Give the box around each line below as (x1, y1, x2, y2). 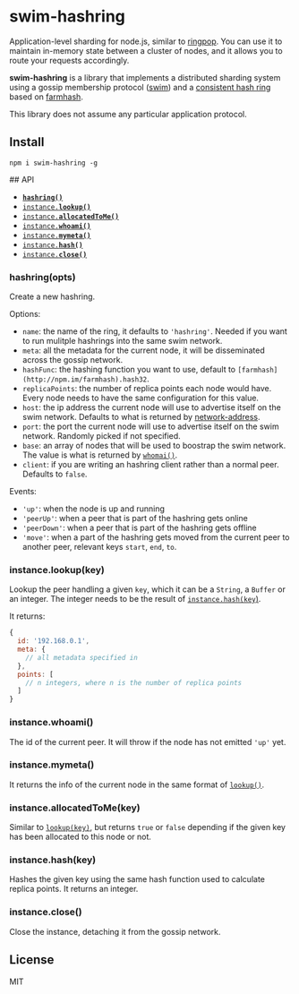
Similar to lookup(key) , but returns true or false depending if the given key (9, 822, 286, 833)
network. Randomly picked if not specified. (21, 431, 181, 441)
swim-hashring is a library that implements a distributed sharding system (9, 72, 281, 82)
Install (9, 134, 45, 150)
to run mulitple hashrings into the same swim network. (21, 336, 223, 347)
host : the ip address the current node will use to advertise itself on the (21, 402, 282, 413)
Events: (9, 486, 38, 497)
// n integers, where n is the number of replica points (25, 678, 243, 687)
